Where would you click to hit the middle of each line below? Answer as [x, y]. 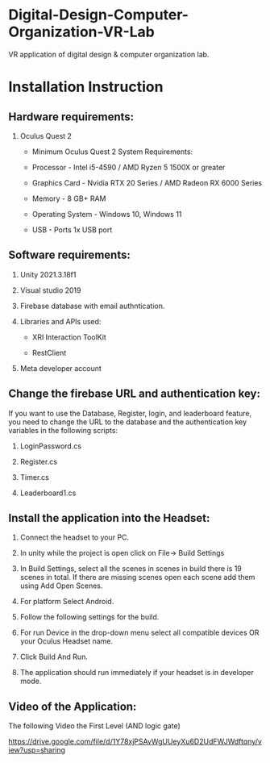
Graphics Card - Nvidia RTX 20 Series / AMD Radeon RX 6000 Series [147, 182]
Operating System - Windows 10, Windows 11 [107, 214]
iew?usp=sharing [37, 750]
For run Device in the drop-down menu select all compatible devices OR [139, 633]
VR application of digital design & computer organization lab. [109, 54]
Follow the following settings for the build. [89, 617]
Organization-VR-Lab [81, 32]
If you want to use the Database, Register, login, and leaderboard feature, [130, 413]
